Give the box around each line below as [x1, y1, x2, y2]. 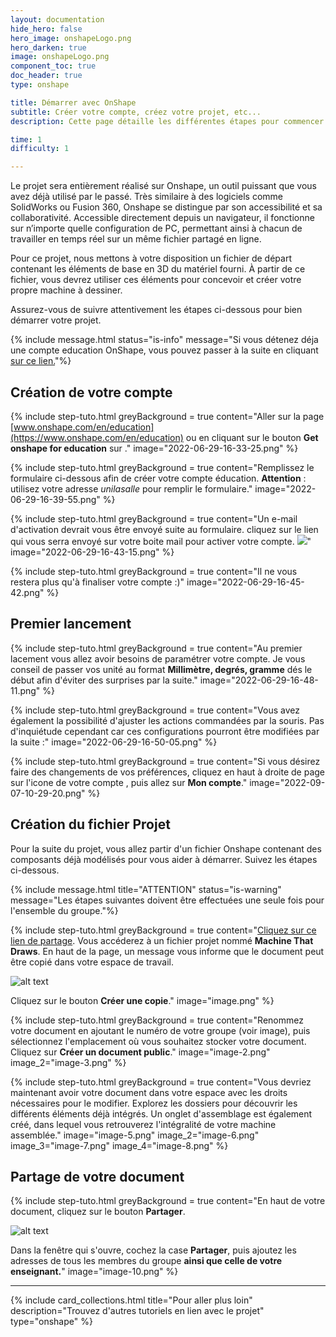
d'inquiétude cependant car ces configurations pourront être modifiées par [10, 725, 320, 737]
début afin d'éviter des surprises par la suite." [10, 674, 198, 686]
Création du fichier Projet [10, 816, 171, 833]
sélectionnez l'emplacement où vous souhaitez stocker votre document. [10, 1035, 307, 1047]
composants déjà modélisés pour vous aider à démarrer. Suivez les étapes [10, 853, 318, 865]
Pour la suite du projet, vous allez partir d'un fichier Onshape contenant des [10, 842, 322, 855]
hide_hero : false [10, 24, 83, 34]
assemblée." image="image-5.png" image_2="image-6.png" [10, 1129, 260, 1141]
